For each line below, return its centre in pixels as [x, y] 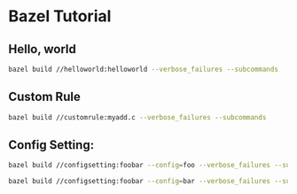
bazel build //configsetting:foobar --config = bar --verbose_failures [140, 182]
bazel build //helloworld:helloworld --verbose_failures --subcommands [143, 69]
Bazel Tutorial [60, 16]
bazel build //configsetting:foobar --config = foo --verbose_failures [140, 166]
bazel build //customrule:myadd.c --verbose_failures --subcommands [137, 117]
